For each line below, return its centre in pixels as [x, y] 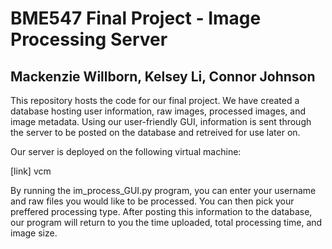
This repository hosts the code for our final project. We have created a [155, 100]
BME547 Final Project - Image [136, 18]
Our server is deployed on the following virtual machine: [126, 151]
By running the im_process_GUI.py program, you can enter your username [163, 190]
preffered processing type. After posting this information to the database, [161, 211]
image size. [34, 233]
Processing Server [89, 39]
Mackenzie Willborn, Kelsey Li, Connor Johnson [163, 76]
